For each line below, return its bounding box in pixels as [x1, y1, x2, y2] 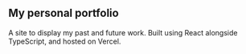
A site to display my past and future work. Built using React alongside [8, 27, 238, 37]
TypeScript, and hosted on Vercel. [8, 36, 121, 46]
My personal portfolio [8, 6, 119, 20]
